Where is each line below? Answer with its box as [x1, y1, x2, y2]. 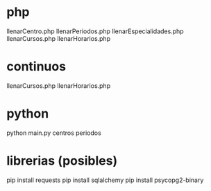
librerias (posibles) [6, 153, 118, 168]
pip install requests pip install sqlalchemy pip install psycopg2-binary [6, 176, 204, 184]
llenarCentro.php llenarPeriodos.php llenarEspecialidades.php [6, 27, 185, 35]
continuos [6, 59, 67, 75]
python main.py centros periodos [6, 129, 101, 137]
